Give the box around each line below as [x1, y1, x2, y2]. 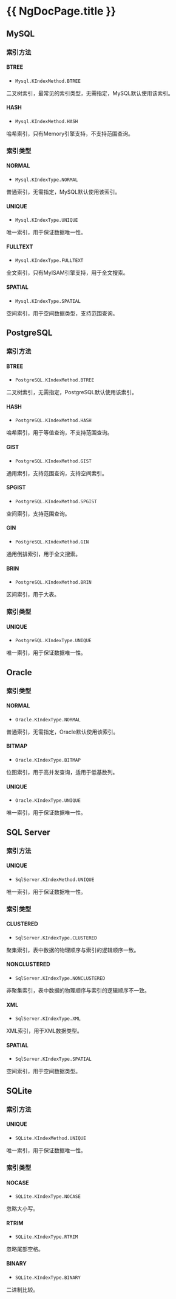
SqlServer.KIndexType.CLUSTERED [15, 935, 97, 941]
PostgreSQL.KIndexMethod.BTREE [15, 377, 95, 383]
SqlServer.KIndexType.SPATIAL [15, 1056, 92, 1063]
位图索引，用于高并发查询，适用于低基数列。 [6, 769, 118, 776]
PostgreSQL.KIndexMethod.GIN [15, 539, 89, 545]
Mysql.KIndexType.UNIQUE [15, 218, 78, 224]
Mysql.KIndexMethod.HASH [15, 118, 78, 124]
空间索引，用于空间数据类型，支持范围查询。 [6, 310, 118, 317]
